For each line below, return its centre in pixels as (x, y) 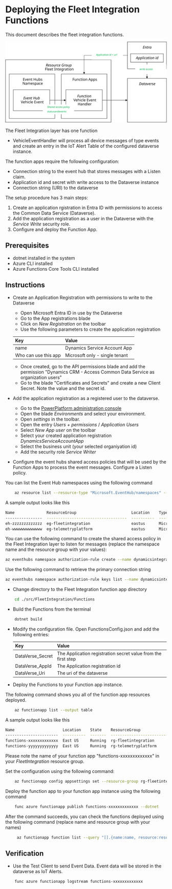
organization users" (41, 377)
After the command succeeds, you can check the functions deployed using (84, 816)
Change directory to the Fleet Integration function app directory (80, 590)
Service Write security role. (41, 224)
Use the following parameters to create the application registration (90, 329)
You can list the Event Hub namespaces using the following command (79, 483)
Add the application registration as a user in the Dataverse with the (83, 218)
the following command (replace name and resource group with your (78, 822)
